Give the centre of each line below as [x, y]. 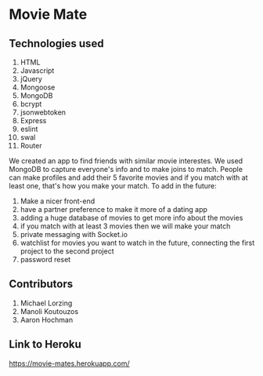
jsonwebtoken [43, 112]
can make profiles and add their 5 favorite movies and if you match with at [129, 177]
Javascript [37, 71]
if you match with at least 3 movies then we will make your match [125, 226]
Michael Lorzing [46, 303]
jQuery [31, 79]
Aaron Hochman [47, 319]
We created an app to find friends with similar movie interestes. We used [126, 161]
